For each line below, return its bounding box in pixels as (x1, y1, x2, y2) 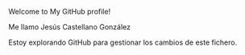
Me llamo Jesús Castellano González (8, 22, 131, 31)
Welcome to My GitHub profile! (8, 7, 111, 16)
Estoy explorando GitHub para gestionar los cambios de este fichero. (8, 37, 238, 47)
